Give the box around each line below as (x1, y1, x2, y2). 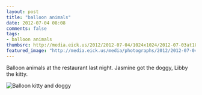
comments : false (6, 25, 47, 32)
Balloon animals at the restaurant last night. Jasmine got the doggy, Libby (6, 64, 188, 71)
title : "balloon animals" (6, 14, 71, 20)
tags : (6, 31, 20, 37)
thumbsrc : (6, 42, 31, 48)
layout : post (6, 8, 39, 15)
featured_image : (6, 48, 47, 54)
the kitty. (6, 70, 28, 78)
